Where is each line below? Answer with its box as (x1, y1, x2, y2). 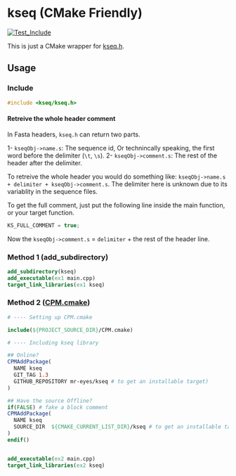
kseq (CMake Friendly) (7, 5, 143, 21)
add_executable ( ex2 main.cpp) (7, 455, 96, 462)
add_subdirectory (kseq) (7, 268, 77, 275)
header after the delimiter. (7, 158, 82, 167)
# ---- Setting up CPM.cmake (7, 314, 93, 321)
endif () (7, 436, 30, 444)
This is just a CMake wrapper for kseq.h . (7, 41, 124, 50)
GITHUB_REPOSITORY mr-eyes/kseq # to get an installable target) (13, 378, 209, 385)
